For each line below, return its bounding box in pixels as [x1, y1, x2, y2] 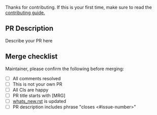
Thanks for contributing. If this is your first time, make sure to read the [5, 5, 152, 10]
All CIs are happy [12, 87, 49, 93]
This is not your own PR [12, 81, 62, 87]
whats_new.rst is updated [12, 98, 67, 104]
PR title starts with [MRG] [12, 92, 66, 98]
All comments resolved [12, 75, 61, 81]
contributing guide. [5, 10, 45, 16]
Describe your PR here [5, 37, 53, 43]
